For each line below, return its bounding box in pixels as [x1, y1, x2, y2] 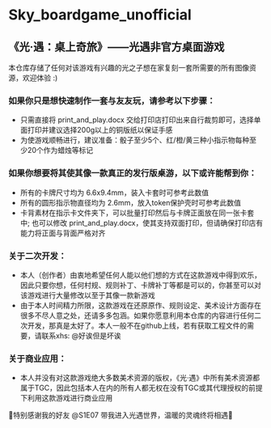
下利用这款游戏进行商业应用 [19, 393, 113, 403]
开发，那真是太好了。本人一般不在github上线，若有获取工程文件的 [27, 320, 248, 330]
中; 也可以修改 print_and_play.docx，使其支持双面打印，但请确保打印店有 [19, 218, 264, 227]
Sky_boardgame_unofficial [8, 6, 192, 24]
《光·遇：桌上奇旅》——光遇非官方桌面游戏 [8, 40, 225, 53]
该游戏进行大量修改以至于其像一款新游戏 [19, 290, 155, 300]
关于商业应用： [8, 353, 67, 364]
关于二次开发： [8, 250, 67, 261]
